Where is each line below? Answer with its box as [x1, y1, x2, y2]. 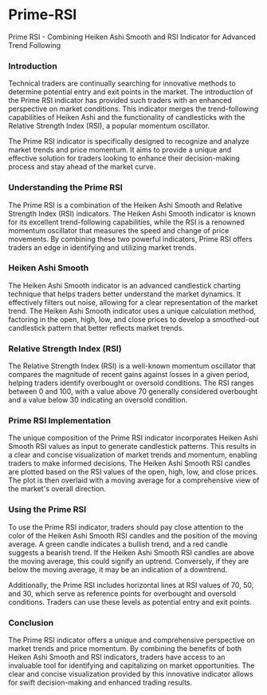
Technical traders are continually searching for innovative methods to [8, 78, 237, 89]
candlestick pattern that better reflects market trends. [8, 323, 185, 332]
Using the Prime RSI [8, 504, 87, 515]
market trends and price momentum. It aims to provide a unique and [8, 145, 232, 155]
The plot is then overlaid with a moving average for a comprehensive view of [8, 475, 260, 485]
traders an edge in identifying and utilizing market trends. [8, 242, 197, 252]
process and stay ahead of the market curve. [8, 162, 156, 172]
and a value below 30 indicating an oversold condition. [8, 395, 188, 405]
